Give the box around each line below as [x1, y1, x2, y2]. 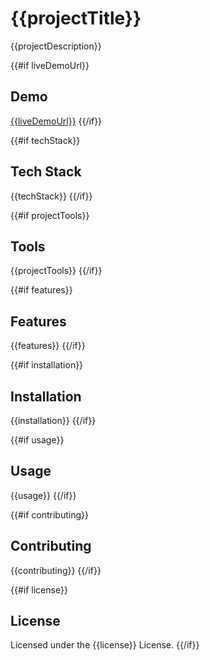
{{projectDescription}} [10, 40, 102, 52]
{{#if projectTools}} [10, 209, 90, 221]
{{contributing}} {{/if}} [10, 564, 102, 576]
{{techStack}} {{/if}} [10, 190, 93, 202]
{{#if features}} [10, 284, 73, 296]
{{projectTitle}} [10, 7, 142, 30]
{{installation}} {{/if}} [10, 415, 97, 426]
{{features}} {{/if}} [10, 340, 86, 352]
